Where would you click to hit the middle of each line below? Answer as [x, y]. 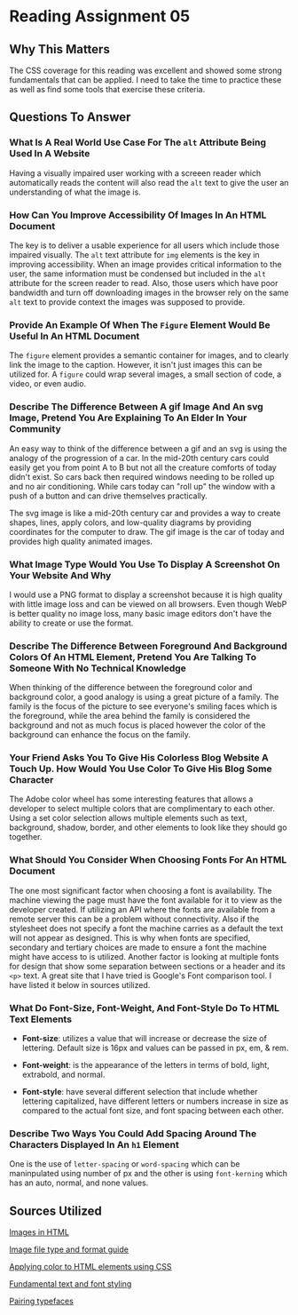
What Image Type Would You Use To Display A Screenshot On [145, 564]
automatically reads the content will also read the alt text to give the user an [149, 182]
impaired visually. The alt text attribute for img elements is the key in [134, 254]
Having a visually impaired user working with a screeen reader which [135, 173]
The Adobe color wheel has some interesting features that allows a [131, 799]
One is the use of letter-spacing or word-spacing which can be [125, 1164]
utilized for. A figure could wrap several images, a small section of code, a [145, 374]
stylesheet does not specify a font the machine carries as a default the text [146, 928]
